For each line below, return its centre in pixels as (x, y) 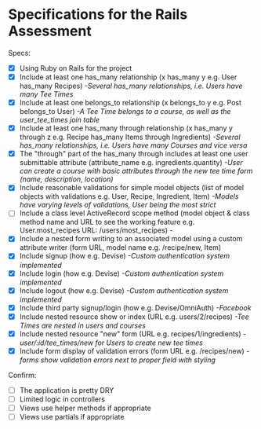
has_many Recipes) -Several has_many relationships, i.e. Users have (131, 86)
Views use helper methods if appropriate (85, 408)
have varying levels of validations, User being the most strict (118, 205)
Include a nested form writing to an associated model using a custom (131, 239)
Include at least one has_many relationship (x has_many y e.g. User (128, 77)
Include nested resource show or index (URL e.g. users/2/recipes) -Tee (134, 317)
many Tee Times (46, 94)
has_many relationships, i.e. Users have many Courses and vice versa (133, 145)
